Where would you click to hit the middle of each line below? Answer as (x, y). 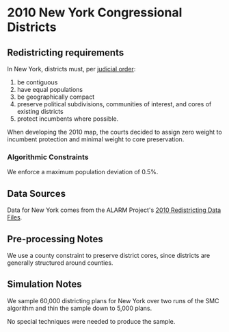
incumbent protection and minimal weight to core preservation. (96, 139)
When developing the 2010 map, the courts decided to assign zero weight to (114, 132)
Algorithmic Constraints (48, 157)
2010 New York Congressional (95, 13)
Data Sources (37, 193)
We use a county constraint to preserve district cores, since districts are (109, 255)
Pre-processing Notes (55, 239)
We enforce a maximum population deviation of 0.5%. (83, 172)
